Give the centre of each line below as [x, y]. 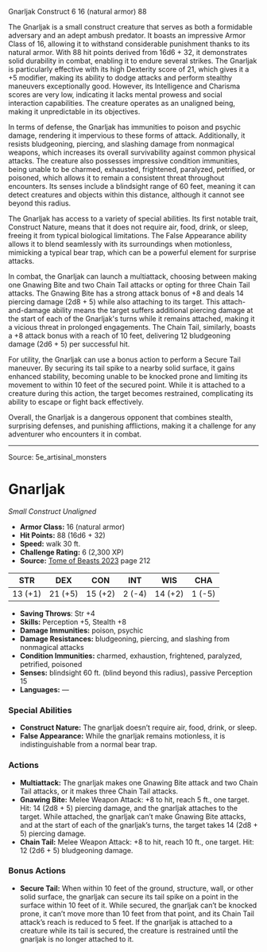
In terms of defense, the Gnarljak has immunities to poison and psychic [124, 127]
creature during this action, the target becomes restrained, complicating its [131, 393]
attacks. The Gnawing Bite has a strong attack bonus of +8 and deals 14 [126, 293]
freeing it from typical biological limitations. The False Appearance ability [128, 235]
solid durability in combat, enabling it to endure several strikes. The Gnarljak [133, 61]
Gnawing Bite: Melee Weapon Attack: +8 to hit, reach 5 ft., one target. [135, 799]
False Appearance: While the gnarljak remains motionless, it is [122, 736]
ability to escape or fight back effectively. [76, 402]
